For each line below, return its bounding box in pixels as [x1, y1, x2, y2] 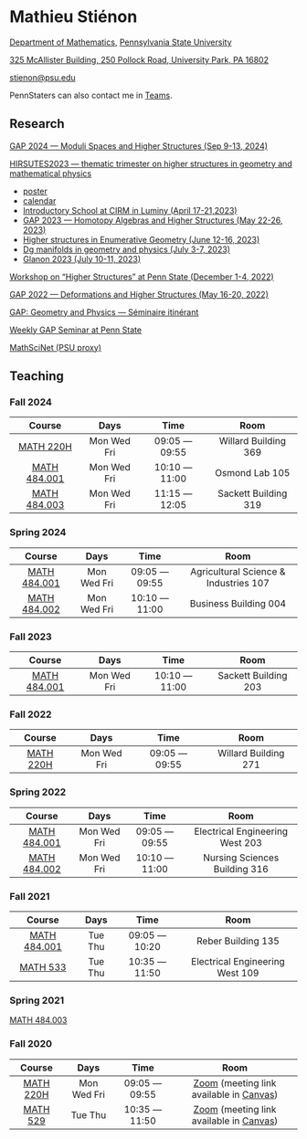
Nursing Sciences [202, 851, 280, 864]
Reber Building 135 [196, 934, 281, 947]
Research [9, 116, 66, 132]
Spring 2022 [9, 786, 67, 798]
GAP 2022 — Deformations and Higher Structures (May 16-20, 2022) [9, 289, 270, 300]
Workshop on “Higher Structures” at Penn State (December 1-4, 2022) [9, 271, 274, 282]
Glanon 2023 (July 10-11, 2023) [22, 253, 142, 264]
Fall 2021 [9, 890, 50, 902]
